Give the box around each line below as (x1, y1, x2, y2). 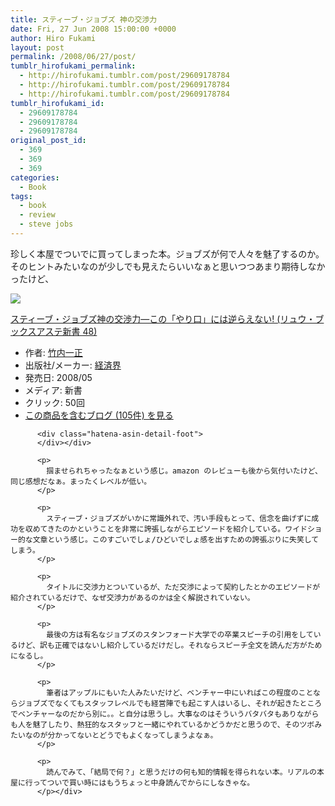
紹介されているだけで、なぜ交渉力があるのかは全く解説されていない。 (10, 592, 255, 603)
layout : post (10, 42, 65, 53)
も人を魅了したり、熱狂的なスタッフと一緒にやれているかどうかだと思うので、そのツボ (10, 719, 315, 730)
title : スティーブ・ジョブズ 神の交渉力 (10, 14, 158, 25)
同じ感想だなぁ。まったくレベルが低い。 (10, 476, 152, 486)
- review (19, 210, 56, 220)
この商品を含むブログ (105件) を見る (24, 409, 174, 421)
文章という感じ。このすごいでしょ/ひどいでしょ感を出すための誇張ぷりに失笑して (32, 534, 320, 545)
